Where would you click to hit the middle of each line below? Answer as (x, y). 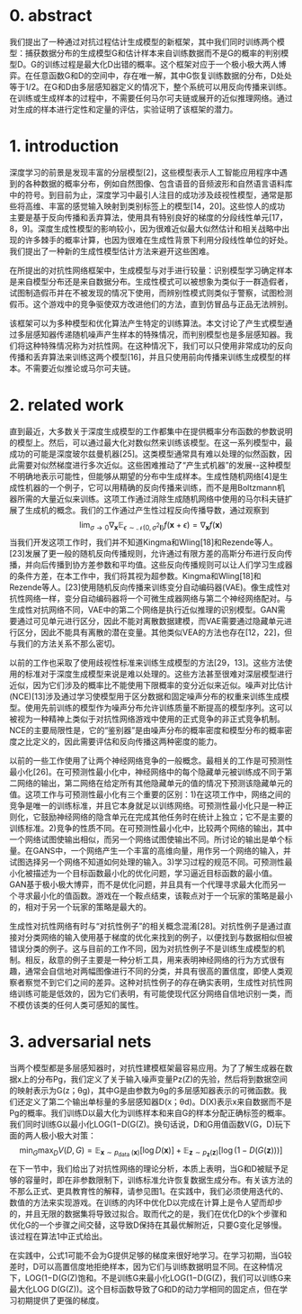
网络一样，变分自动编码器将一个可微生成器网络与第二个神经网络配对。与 (159, 598)
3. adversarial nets (80, 1042)
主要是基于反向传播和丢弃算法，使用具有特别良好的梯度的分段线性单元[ (141, 217)
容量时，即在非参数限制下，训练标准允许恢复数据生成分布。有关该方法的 (159, 1180)
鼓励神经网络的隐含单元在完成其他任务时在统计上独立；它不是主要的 (166, 817)
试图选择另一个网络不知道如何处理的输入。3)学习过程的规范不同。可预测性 (147, 862)
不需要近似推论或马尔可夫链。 (80, 368)
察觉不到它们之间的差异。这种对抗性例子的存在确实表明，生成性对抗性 (155, 982)
